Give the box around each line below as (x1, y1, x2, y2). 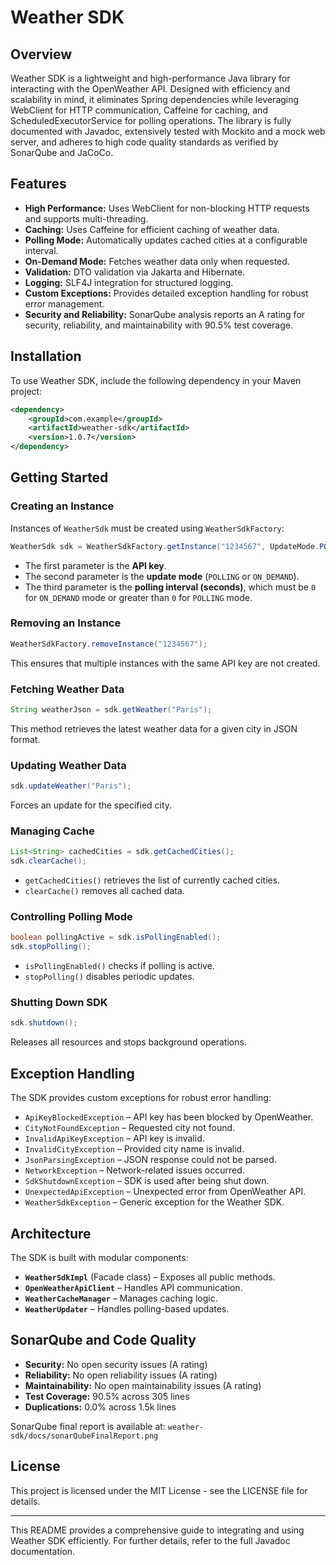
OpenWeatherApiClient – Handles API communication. (24, 1281, 243, 1293)
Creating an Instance (10, 499, 115, 513)
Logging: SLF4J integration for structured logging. (24, 276, 234, 288)
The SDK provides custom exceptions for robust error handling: (10, 1092, 272, 1104)
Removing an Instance (10, 616, 122, 630)
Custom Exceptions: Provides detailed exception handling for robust (24, 287, 309, 299)
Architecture (10, 1225, 92, 1242)
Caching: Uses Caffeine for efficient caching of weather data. (24, 223, 280, 235)
